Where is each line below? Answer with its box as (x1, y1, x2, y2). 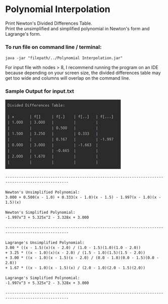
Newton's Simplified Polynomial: (5, 210, 76, 215)
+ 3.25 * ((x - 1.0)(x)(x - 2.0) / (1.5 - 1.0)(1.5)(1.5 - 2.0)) (5, 250, 145, 255)
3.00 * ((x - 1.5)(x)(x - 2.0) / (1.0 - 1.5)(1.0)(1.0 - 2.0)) (5, 245, 141, 250)
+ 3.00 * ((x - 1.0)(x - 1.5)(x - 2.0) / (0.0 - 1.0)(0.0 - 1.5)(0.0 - (5, 255, 159, 260)
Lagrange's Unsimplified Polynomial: (5, 240, 85, 245)
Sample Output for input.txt (5, 88, 74, 95)
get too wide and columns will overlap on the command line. (5, 75, 130, 81)
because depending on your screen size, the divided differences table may (5, 70, 161, 76)
